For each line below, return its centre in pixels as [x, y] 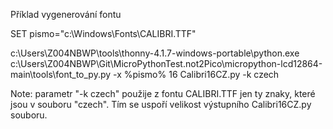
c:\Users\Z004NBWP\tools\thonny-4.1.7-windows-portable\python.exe [155, 53]
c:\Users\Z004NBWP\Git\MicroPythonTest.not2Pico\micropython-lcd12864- [166, 63]
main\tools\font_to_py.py [61, 74]
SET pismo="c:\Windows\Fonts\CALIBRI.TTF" [103, 33]
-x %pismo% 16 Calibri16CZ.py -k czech [196, 74]
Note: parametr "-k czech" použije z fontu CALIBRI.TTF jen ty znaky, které [163, 93]
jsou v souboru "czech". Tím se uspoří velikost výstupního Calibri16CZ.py [161, 104]
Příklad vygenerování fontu [66, 14]
